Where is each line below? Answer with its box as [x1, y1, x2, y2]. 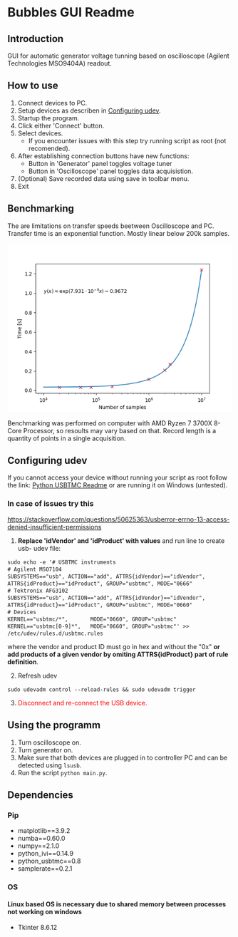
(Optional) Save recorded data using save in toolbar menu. [17, 174, 190, 182]
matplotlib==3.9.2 [17, 827, 71, 835]
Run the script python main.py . [17, 768, 108, 777]
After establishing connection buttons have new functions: [17, 151, 190, 160]
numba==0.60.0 [17, 834, 66, 843]
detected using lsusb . [17, 760, 82, 770]
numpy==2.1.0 [17, 842, 60, 850]
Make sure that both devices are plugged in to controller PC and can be [17, 753, 228, 762]
